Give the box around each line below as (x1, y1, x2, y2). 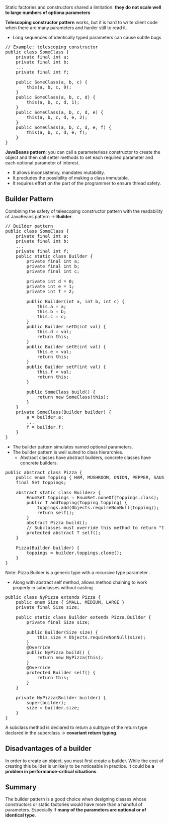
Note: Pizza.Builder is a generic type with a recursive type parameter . (5, 569, 151, 575)
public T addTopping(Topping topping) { (26, 500, 127, 505)
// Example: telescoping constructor (5, 44, 99, 50)
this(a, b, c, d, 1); (26, 100, 80, 105)
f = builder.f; (26, 424, 64, 430)
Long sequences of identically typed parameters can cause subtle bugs (12, 35, 162, 40)
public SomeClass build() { (26, 389, 96, 395)
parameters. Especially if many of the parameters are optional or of (5, 807, 147, 813)
